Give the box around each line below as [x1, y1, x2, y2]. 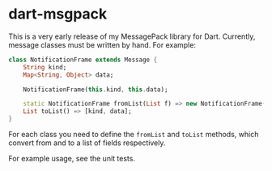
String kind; [23, 63, 67, 71]
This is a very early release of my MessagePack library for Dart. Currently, [8, 31, 256, 41]
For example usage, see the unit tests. [8, 154, 136, 164]
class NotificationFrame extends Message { [8, 56, 158, 64]
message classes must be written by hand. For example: [8, 40, 197, 49]
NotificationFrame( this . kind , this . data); [23, 85, 168, 94]
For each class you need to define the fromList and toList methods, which [8, 130, 259, 140]
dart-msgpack [8, 5, 108, 23]
